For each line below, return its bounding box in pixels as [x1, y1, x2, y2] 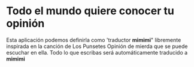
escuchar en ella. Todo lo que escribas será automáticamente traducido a [6, 49, 188, 56]
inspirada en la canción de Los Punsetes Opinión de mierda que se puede [6, 43, 188, 50]
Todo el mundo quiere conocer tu [6, 4, 175, 18]
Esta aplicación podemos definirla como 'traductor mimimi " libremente [6, 36, 181, 43]
